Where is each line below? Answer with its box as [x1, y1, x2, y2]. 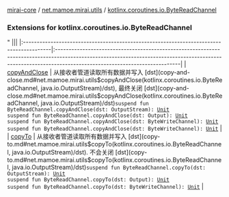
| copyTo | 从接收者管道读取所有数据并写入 [7, 133, 127, 141]
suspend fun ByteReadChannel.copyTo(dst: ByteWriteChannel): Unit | [7, 183, 204, 191]
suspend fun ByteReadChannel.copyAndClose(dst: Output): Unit [7, 112, 188, 119]
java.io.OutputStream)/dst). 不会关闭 [12, 148, 114, 157]
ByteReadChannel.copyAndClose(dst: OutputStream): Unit [7, 106, 170, 114]
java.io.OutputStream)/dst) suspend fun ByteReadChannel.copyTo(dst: [12, 163, 206, 172]
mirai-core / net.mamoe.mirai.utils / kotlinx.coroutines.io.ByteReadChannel [7, 6, 217, 14]
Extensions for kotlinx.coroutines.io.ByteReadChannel [7, 23, 193, 32]
